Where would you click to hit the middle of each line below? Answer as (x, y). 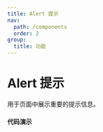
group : (17, 40)
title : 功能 (30, 46)
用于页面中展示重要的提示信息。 (53, 104)
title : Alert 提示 (33, 14)
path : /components (41, 27)
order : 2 (26, 33)
